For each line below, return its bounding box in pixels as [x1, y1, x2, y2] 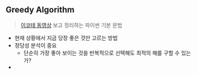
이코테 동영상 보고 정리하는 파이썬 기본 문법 [20, 21, 123, 29]
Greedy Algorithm [5, 5, 75, 15]
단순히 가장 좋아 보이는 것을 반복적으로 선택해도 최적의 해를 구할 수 [23, 49, 180, 56]
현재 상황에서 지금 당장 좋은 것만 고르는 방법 [14, 34, 118, 41]
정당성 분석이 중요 [14, 41, 57, 49]
